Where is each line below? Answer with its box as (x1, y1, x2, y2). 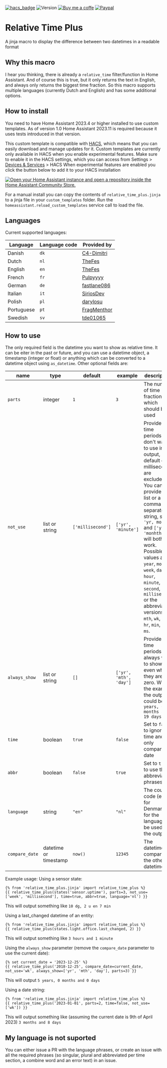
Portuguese (7, 306, 35, 313)
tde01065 (82, 314, 106, 321)
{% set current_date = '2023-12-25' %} (5, 960, 88, 965)
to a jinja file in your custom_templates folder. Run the (5, 196, 113, 202)
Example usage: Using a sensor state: (5, 876, 83, 882)
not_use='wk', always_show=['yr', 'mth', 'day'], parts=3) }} (5, 969, 137, 973)
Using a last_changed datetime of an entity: (5, 913, 94, 919)
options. (5, 93, 22, 98)
